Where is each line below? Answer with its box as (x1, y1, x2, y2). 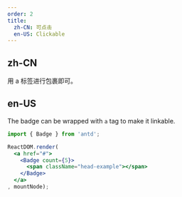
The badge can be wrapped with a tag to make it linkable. (7, 116, 176, 125)
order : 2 (7, 10, 33, 18)
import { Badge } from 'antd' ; (7, 130, 100, 138)
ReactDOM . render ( (7, 143, 59, 151)
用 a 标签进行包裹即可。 (7, 76, 77, 86)
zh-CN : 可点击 (14, 24, 53, 31)
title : (7, 17, 27, 24)
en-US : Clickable (14, 30, 65, 38)
